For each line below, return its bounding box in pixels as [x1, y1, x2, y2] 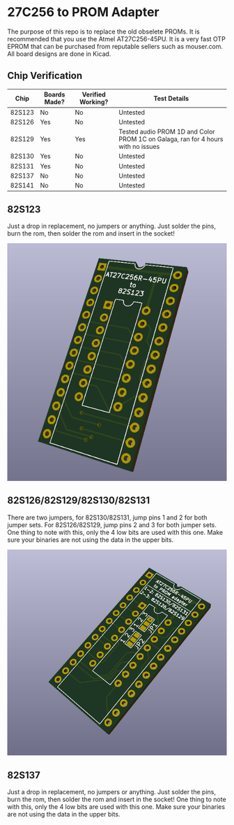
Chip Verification [7, 70, 83, 82]
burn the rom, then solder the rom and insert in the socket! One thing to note [7, 795, 226, 804]
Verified [81, 90, 106, 99]
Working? [79, 98, 109, 106]
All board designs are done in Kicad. [7, 50, 111, 58]
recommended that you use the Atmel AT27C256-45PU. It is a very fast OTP [7, 34, 226, 43]
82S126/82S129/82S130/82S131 [7, 494, 150, 507]
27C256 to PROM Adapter [7, 4, 159, 20]
